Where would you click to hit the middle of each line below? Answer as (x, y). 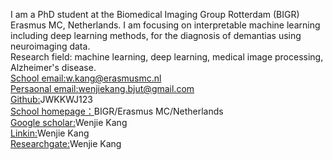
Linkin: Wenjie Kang (50, 133)
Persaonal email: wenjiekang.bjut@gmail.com (102, 88)
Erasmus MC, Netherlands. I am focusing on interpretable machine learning (165, 25)
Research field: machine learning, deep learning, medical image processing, (167, 57)
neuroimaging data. (50, 46)
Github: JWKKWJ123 (51, 99)
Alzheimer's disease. (53, 67)
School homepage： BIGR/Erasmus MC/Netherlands (117, 111)
